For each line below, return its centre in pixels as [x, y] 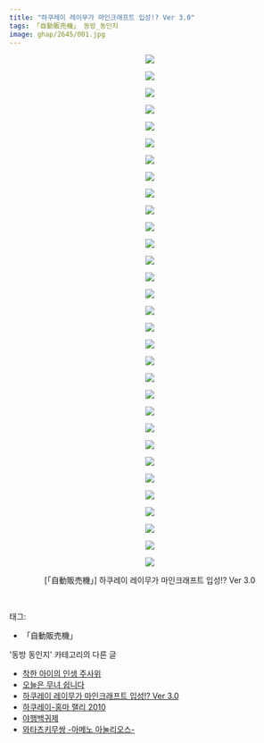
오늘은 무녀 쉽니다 [53, 685]
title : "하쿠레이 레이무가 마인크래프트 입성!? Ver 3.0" [102, 17]
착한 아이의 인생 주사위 [62, 674]
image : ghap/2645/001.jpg [57, 34]
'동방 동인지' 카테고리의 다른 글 [63, 654]
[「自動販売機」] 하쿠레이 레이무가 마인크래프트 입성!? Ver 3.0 [150, 580]
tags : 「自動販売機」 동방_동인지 [64, 26]
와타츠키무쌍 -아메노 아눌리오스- [78, 730]
